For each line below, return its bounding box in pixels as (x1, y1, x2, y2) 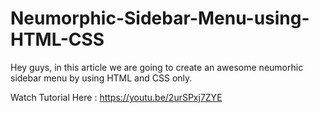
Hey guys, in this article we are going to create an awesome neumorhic (10, 61, 304, 73)
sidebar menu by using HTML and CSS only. (10, 72, 193, 84)
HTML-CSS (10, 28, 105, 51)
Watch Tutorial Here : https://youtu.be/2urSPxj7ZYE (10, 91, 223, 103)
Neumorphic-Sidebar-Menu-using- (10, 7, 310, 30)
